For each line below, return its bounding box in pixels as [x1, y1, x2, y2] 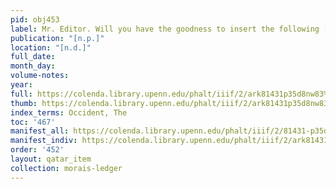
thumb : [10, 98, 38, 108]
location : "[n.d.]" [10, 42, 92, 53]
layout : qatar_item [10, 154, 92, 164]
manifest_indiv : [10, 136, 78, 146]
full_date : [10, 52, 56, 62]
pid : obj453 [10, 14, 60, 25]
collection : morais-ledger [10, 163, 123, 173]
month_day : [10, 61, 56, 71]
